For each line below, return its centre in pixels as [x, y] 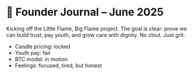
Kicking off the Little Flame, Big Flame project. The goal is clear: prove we [96, 29]
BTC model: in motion [41, 59]
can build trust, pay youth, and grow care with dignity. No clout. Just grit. [96, 35]
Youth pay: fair [33, 52]
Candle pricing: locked [42, 46]
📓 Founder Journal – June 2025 [85, 12]
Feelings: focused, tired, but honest [58, 65]
